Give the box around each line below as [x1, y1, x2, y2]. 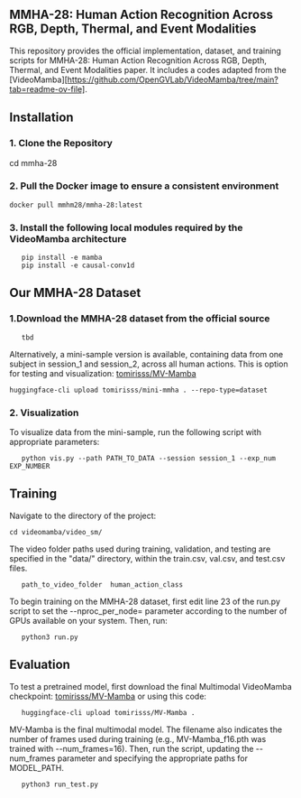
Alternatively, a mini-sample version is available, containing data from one [9, 348, 284, 359]
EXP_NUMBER [9, 462, 50, 471]
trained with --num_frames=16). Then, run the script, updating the [9, 743, 254, 754]
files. [9, 562, 28, 573]
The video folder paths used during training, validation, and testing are [9, 543, 271, 554]
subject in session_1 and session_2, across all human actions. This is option [9, 358, 288, 369]
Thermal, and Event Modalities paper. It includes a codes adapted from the [9, 64, 287, 75]
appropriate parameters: [9, 437, 100, 448]
